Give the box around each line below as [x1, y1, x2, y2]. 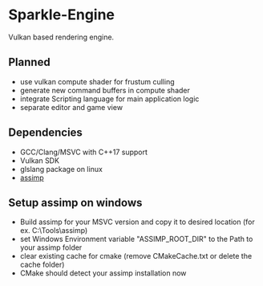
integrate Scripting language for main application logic [19, 94, 200, 104]
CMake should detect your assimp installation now [19, 268, 187, 278]
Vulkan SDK [19, 155, 60, 165]
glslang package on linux [19, 164, 103, 174]
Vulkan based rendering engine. [8, 32, 115, 42]
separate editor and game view [19, 102, 123, 112]
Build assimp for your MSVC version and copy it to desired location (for [19, 217, 255, 227]
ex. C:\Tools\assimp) [19, 226, 88, 235]
